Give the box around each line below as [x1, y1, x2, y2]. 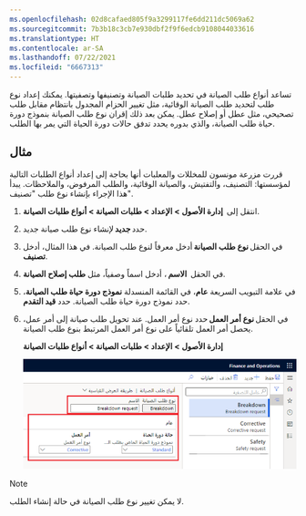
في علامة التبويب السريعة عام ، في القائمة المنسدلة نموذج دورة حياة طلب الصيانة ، [22, 285, 296, 296]
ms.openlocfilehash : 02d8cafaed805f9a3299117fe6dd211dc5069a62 [9, 15, 255, 24]
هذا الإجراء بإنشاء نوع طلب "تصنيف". [9, 188, 134, 199]
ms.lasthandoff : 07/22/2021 [9, 53, 117, 63]
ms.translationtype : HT [9, 34, 100, 43]
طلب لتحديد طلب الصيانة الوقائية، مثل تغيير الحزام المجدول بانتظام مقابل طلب [9, 98, 275, 109]
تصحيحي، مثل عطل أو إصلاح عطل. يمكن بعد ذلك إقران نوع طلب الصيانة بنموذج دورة [9, 108, 294, 119]
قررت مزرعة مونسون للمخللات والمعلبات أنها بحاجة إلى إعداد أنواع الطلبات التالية [9, 169, 283, 180]
